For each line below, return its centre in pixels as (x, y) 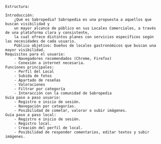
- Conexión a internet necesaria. (50, 63)
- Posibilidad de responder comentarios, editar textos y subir (82, 132)
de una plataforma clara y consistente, (48, 33)
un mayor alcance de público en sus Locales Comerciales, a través (85, 28)
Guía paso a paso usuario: (33, 97)
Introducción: (20, 15)
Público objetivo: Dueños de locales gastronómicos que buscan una (85, 46)
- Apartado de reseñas (37, 80)
